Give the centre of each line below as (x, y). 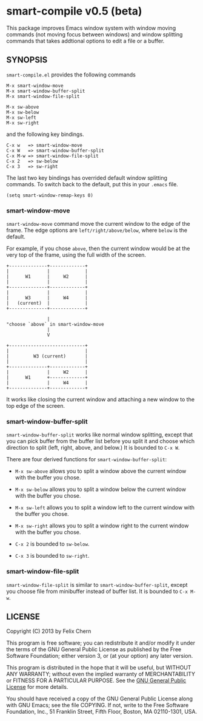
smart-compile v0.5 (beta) (74, 11)
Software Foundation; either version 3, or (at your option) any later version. (100, 656)
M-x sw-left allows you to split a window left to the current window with (105, 507)
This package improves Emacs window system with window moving (91, 28)
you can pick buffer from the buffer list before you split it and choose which (101, 441)
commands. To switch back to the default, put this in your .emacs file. (92, 184)
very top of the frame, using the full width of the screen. (76, 255)
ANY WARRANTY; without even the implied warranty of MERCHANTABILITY (101, 674)
